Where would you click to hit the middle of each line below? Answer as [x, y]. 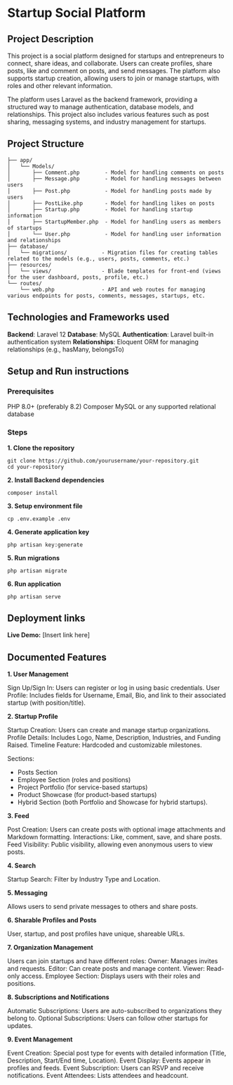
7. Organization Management [50, 948]
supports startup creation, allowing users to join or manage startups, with [113, 78]
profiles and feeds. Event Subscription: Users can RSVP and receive [106, 1068]
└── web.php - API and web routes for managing [113, 289]
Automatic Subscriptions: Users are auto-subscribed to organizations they [115, 1011]
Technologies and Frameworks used [88, 317]
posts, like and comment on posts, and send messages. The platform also [114, 71]
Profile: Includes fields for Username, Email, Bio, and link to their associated [116, 696]
